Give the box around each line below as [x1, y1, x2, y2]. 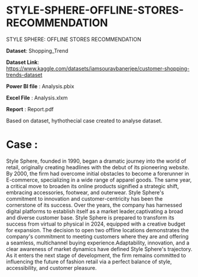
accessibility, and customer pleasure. [6, 264, 97, 271]
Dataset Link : [6, 59, 40, 66]
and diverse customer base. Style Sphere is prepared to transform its [6, 214, 174, 221]
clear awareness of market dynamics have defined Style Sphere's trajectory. [6, 245, 193, 252]
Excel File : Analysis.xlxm [6, 94, 68, 101]
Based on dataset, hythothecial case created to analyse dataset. [6, 117, 163, 124]
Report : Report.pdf [6, 105, 54, 112]
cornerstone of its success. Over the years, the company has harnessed [6, 201, 182, 208]
